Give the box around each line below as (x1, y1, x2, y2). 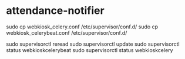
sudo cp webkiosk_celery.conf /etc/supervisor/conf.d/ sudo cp (6, 23, 159, 30)
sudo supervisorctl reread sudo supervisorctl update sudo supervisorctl (6, 40, 180, 47)
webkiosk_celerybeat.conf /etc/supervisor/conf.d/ (6, 29, 127, 36)
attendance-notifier (6, 4, 105, 17)
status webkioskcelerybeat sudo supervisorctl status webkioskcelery (6, 46, 173, 53)
